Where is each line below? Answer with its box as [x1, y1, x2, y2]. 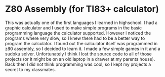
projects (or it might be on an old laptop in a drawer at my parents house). [5, 56, 155, 62]
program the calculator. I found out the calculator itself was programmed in [5, 40, 158, 46]
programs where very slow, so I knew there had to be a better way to [5, 35, 145, 41]
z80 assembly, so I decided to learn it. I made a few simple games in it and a [5, 46, 161, 51]
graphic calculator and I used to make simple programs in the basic [5, 25, 142, 30]
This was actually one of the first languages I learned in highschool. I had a [5, 20, 158, 26]
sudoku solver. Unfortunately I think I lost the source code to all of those [5, 51, 152, 57]
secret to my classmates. [5, 66, 56, 72]
